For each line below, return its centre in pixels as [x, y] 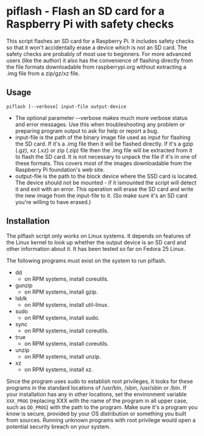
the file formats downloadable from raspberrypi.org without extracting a [97, 67]
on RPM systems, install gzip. [61, 292]
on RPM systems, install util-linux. [66, 304]
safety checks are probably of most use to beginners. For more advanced [99, 54]
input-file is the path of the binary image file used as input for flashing [103, 137]
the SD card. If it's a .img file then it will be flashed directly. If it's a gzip [104, 144]
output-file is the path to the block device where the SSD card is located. [106, 176]
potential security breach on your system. [58, 426]
